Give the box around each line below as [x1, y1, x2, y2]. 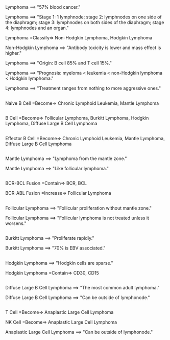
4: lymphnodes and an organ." [5, 25, 69, 31]
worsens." [5, 220, 27, 226]
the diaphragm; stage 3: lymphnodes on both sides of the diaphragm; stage [5, 19, 164, 26]
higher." [5, 50, 22, 56]
